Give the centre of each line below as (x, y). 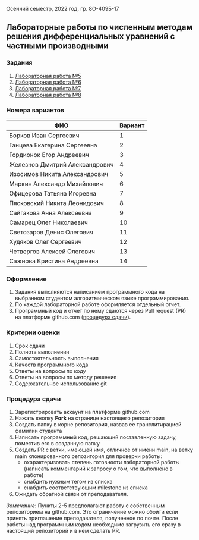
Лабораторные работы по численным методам (99, 27)
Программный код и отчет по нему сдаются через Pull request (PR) (100, 311)
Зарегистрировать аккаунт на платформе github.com (82, 412)
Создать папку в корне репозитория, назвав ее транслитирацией (98, 424)
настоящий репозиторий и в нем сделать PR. (63, 530)
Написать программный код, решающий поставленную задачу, (96, 437)
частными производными (57, 46)
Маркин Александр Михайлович (56, 184)
